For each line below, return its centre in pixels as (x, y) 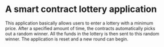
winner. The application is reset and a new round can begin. (67, 39)
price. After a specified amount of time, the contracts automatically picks (80, 28)
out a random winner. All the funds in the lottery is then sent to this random (82, 33)
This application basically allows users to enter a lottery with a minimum (79, 23)
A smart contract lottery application (81, 9)
